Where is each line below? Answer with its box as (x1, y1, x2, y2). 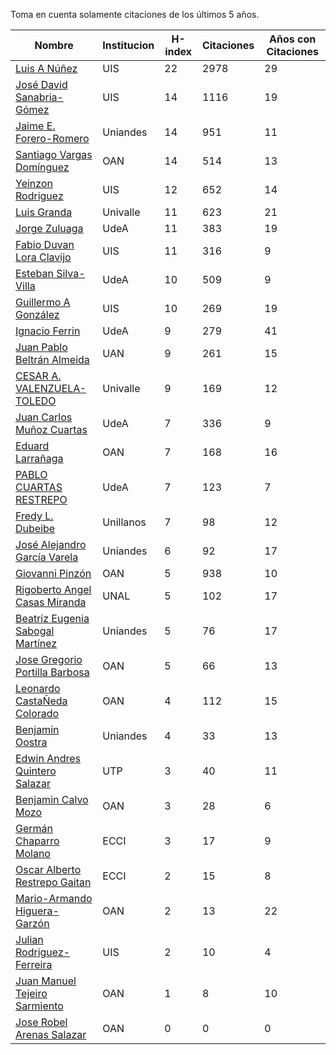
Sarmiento (15, 999, 64, 1013)
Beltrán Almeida (15, 353, 90, 366)
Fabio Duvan (15, 238, 75, 251)
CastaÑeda (15, 694, 68, 708)
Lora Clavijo (15, 250, 72, 264)
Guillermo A (15, 295, 71, 309)
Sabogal (15, 624, 55, 638)
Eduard (15, 439, 50, 453)
